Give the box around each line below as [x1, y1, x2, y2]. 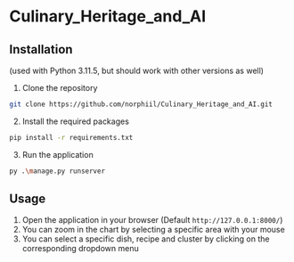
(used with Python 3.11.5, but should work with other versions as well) [9, 65, 265, 76]
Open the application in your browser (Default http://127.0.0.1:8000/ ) [21, 215, 283, 225]
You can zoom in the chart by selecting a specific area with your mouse [21, 225, 285, 235]
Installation [9, 42, 73, 57]
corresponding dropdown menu [21, 243, 140, 254]
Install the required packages [21, 116, 129, 127]
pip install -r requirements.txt [9, 133, 134, 142]
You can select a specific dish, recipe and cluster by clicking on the [21, 233, 270, 244]
